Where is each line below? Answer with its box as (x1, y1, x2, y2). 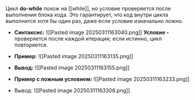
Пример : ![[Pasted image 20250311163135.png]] (14, 53, 134, 59)
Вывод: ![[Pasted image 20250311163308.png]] (14, 87, 130, 94)
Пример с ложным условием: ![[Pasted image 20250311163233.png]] (14, 76, 190, 82)
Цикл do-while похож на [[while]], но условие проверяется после (5, 5, 171, 12)
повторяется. (14, 41, 48, 48)
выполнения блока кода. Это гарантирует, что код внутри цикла (5, 11, 168, 18)
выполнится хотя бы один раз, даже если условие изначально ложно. (5, 18, 183, 24)
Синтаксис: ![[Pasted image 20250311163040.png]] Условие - (14, 29, 170, 36)
